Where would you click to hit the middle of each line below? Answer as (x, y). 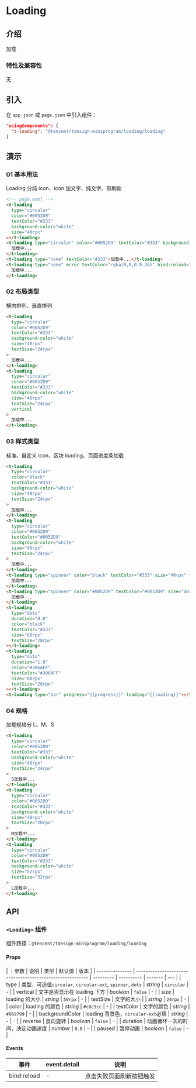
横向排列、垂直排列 (29, 305)
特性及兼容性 (24, 66)
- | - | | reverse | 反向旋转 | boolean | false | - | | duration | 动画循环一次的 (94, 1021)
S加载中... (23, 779)
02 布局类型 (23, 292)
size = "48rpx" (27, 817)
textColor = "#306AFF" (36, 673)
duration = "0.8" (30, 619)
